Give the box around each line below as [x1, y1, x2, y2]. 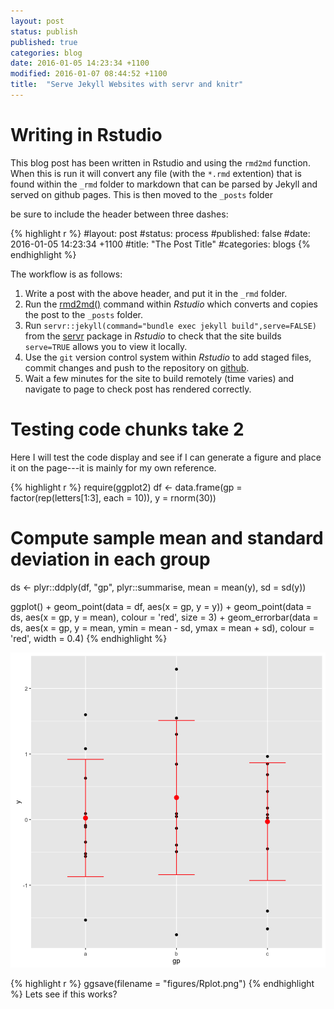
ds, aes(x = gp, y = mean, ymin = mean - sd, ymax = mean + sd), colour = [10, 621, 315, 634]
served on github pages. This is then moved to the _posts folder [10, 188, 274, 200]
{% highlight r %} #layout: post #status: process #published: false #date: [10, 227, 311, 239]
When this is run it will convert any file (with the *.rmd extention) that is [10, 167, 302, 179]
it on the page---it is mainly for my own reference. [10, 461, 217, 474]
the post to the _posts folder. [24, 308, 143, 320]
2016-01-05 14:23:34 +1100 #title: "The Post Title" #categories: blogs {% [10, 238, 311, 250]
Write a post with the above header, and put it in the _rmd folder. [24, 287, 288, 299]
